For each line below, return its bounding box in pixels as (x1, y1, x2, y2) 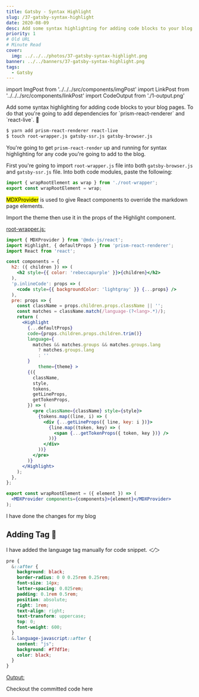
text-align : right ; (17, 608, 65, 614)
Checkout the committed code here (6, 685, 93, 693)
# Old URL (6, 36, 31, 42)
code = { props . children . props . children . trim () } (27, 331, 143, 337)
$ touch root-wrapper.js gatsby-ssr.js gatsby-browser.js (6, 133, 153, 140)
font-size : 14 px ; (17, 580, 60, 586)
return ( (17, 314, 39, 320)
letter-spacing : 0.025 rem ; (17, 586, 84, 592)
